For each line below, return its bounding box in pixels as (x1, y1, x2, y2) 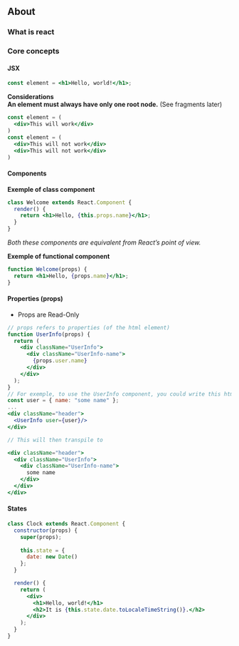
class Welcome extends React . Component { (7, 199, 132, 206)
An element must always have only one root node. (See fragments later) (7, 100, 223, 109)
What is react (7, 27, 55, 37)
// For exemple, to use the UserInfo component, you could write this (7, 390, 221, 398)
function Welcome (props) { (7, 266, 87, 273)
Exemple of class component (7, 185, 95, 193)
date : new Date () (26, 553, 78, 560)
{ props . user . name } (33, 357, 87, 364)
